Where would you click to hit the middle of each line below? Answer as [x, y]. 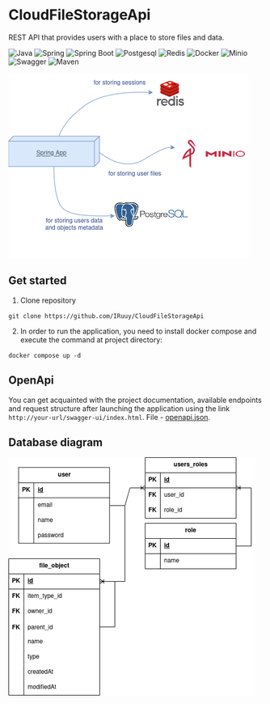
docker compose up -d [45, 355]
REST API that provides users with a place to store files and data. [116, 37]
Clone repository [48, 300]
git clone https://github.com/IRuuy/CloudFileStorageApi [106, 316]
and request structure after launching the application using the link [119, 408]
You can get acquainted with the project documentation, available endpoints [135, 400]
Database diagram [56, 442]
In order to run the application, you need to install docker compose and [138, 331]
